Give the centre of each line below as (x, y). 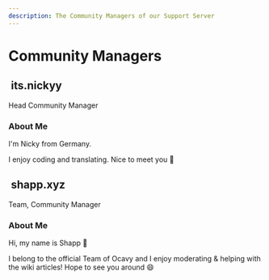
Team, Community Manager (55, 204)
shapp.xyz (38, 185)
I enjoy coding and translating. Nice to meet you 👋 (91, 159)
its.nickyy (36, 86)
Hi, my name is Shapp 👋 (48, 243)
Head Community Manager (53, 105)
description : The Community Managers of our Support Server (112, 16)
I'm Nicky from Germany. (50, 143)
